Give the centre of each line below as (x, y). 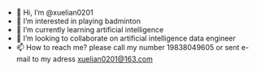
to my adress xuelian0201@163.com (92, 59)
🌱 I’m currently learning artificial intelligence (90, 30)
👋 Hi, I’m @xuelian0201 (54, 13)
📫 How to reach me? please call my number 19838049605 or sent (128, 47)
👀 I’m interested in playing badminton (78, 21)
